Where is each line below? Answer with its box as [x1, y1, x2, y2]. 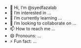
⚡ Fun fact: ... [9, 38, 37, 44]
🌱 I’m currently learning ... [9, 15, 62, 21]
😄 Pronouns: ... [9, 33, 42, 39]
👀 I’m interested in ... [9, 10, 52, 16]
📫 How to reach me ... [9, 26, 55, 31]
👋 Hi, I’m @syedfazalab [9, 5, 57, 10]
